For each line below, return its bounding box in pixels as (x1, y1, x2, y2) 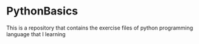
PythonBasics (6, 4, 79, 18)
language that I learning (6, 30, 66, 37)
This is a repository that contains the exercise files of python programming (6, 24, 194, 31)
